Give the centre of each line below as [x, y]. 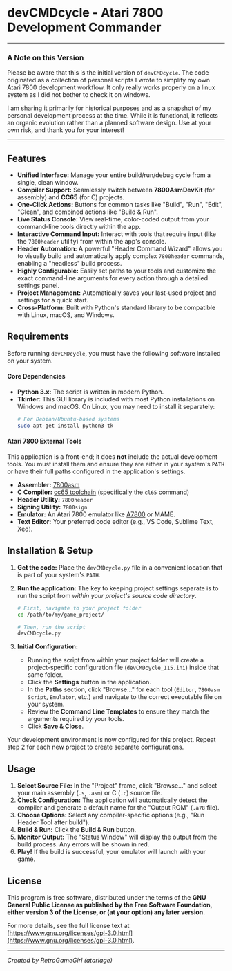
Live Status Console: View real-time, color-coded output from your [113, 219]
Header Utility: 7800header [55, 500]
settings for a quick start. [53, 300]
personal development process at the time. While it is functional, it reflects [113, 116]
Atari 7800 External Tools [45, 442]
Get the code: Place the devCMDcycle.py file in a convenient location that [120, 567]
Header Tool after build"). [53, 822]
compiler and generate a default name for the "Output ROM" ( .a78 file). [118, 808]
